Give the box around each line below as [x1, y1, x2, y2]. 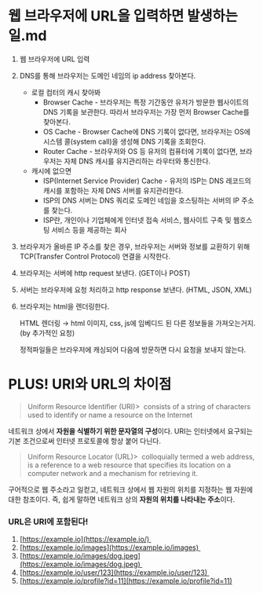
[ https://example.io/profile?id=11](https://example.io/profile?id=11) [19, 577, 233, 586]
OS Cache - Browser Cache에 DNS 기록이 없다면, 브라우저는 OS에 [42, 126, 251, 136]
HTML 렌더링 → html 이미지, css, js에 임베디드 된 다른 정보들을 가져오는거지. [19, 318, 256, 328]
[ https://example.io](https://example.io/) [19, 535, 150, 544]
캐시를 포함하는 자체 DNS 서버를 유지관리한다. [42, 185, 184, 195]
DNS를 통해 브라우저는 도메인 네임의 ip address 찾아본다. [19, 71, 196, 80]
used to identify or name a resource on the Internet [27, 410, 193, 419]
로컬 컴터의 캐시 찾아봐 [31, 87, 101, 97]
